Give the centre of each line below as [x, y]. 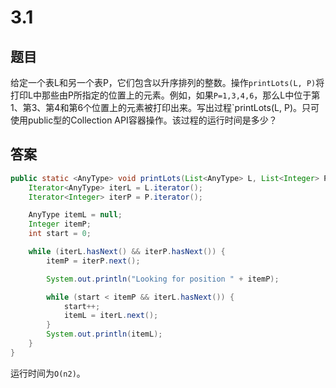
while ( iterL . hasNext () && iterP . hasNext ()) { [127, 252]
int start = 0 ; [60, 234]
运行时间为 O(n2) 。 [48, 373]
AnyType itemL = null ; [75, 215]
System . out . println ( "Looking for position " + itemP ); [163, 279]
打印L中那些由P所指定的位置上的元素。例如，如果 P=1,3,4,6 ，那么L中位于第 [165, 95]
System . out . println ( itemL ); [104, 334]
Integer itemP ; [60, 224]
